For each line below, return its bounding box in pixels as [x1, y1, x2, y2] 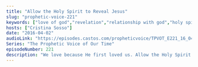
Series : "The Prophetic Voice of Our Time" [6, 41, 115, 47]
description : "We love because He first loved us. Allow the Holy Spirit [6, 52, 192, 58]
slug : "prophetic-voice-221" [6, 14, 78, 20]
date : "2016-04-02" [6, 30, 54, 36]
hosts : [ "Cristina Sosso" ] [6, 24, 72, 31]
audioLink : [6, 36, 33, 41]
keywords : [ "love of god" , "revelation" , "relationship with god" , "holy [6, 19, 183, 25]
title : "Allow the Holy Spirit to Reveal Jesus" [6, 8, 128, 15]
